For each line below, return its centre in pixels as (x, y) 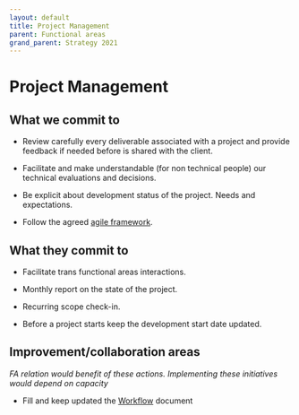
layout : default (39, 17)
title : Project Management (60, 26)
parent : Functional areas (57, 34)
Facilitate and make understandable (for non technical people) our (144, 169)
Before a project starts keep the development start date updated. (142, 324)
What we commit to (65, 120)
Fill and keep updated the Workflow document (107, 401)
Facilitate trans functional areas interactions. (104, 272)
